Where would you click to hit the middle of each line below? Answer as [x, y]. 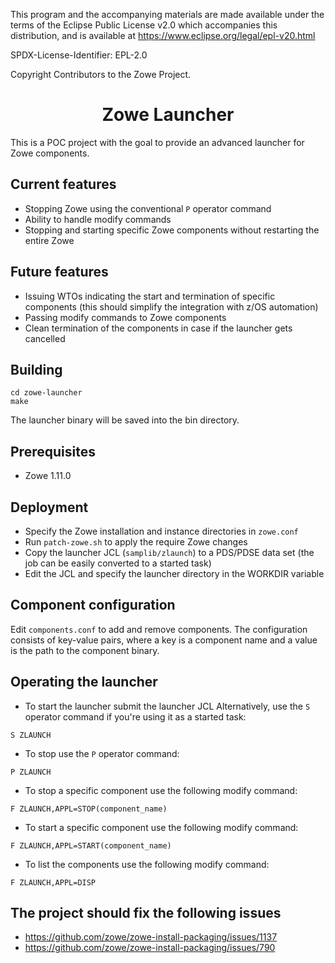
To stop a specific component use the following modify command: [161, 790]
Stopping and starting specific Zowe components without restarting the [172, 230]
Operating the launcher [84, 682]
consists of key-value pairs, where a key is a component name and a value [164, 640]
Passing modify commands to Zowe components [125, 317]
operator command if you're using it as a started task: [135, 716]
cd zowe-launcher [46, 393]
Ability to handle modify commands [98, 219]
